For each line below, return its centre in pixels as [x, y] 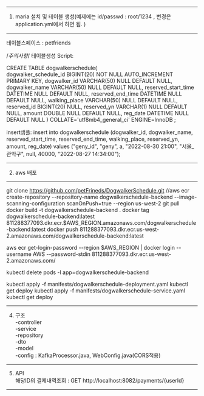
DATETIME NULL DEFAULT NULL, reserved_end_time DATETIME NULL [94, 94]
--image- [185, 197]
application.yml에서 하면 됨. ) [50, 24]
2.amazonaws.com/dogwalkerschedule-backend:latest [75, 236]
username [19, 254]
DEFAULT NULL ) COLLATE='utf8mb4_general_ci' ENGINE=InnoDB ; [91, 120]
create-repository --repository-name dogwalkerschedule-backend [90, 197]
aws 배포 [26, 172]
